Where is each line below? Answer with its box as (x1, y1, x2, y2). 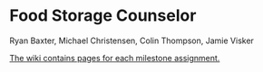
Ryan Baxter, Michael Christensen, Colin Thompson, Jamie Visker (9, 35, 254, 46)
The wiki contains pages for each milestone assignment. (9, 52, 220, 63)
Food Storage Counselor (9, 5, 197, 26)
